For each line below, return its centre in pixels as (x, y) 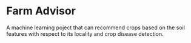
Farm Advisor (41, 11)
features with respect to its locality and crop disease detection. (85, 33)
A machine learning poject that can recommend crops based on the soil (95, 27)
